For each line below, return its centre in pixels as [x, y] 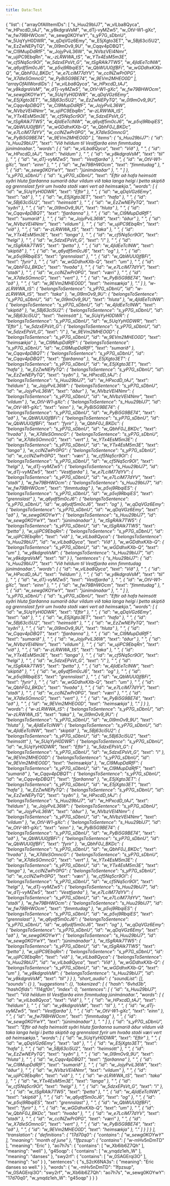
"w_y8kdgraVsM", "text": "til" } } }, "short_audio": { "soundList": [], [75, 978]
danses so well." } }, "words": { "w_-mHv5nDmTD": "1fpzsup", [70, 1167]
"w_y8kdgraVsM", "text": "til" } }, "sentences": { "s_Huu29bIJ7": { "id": [79, 558]
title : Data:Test [24, 10]
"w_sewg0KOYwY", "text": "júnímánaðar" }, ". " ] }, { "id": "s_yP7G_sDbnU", [84, 1021]
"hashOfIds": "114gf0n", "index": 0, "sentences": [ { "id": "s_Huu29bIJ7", [81, 989]
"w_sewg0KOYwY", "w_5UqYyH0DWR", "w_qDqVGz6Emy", [68, 94]
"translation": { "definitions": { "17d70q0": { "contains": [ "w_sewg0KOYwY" [85, 1135]
